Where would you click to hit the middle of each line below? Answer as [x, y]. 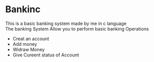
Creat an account [31, 39]
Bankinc [23, 9]
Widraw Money [29, 49]
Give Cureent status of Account [46, 55]
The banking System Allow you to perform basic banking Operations [77, 28]
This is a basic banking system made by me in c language [66, 23]
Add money [25, 44]
